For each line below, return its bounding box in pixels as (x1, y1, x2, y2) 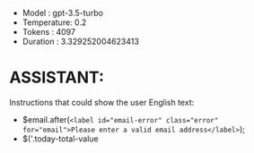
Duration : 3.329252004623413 (22, 36, 139, 47)
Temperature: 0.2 (22, 17, 87, 28)
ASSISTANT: (9, 67, 105, 88)
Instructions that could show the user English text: (9, 97, 195, 107)
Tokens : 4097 (22, 27, 76, 37)
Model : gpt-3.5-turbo (22, 8, 103, 18)
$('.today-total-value (22, 133, 99, 144)
